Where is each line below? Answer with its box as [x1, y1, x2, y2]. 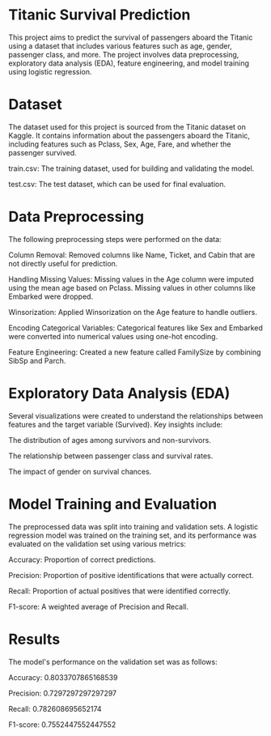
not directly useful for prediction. [8, 258, 118, 268]
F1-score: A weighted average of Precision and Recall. [8, 602, 188, 611]
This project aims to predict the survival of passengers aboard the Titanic [8, 32, 253, 42]
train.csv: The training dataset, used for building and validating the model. [8, 164, 255, 173]
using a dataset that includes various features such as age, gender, [8, 40, 232, 50]
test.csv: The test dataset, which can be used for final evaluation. [8, 179, 227, 189]
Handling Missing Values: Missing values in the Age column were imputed [8, 274, 255, 284]
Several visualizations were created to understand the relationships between [8, 411, 264, 420]
